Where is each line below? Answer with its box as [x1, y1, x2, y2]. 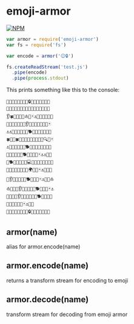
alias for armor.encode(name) [6, 243, 81, 250]
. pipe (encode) [12, 69, 47, 76]
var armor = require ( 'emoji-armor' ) [6, 36, 99, 42]
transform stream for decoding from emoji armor [6, 311, 128, 318]
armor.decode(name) [6, 294, 89, 305]
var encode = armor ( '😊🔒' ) [6, 53, 74, 59]
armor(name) [6, 227, 58, 237]
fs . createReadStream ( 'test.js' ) [6, 64, 88, 70]
